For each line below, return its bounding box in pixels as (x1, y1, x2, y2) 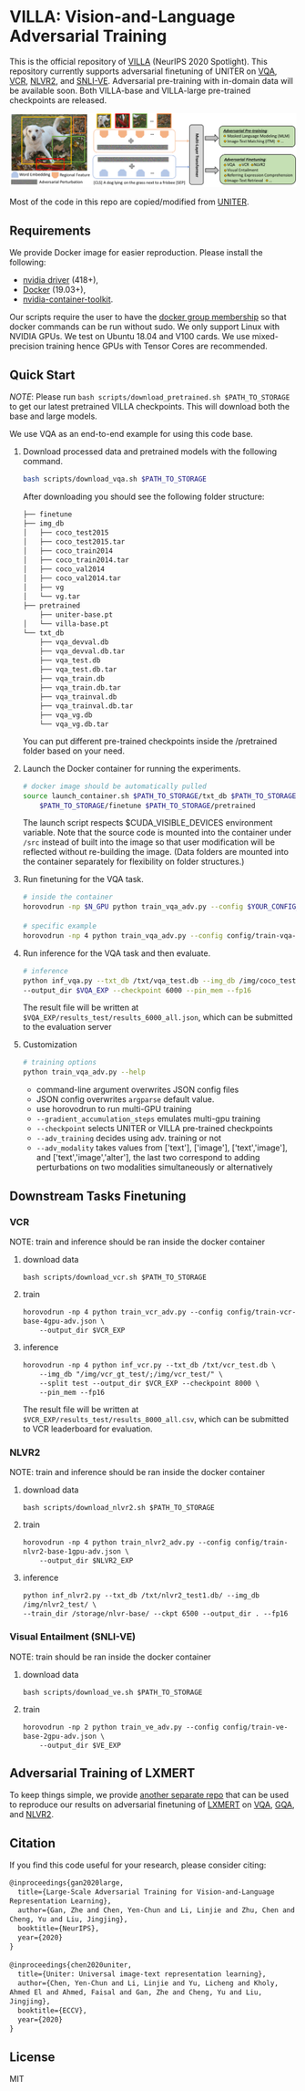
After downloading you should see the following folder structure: (22, 491, 265, 502)
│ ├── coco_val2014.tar (22, 573, 121, 583)
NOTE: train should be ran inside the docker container (9, 1651, 211, 1662)
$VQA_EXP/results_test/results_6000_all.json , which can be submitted (22, 1012, 293, 1023)
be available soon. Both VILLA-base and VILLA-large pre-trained (9, 85, 251, 96)
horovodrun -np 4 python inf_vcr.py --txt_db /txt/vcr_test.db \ (22, 1360, 276, 1369)
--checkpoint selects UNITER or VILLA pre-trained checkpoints (36, 1123, 273, 1134)
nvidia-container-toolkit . (22, 294, 114, 305)
